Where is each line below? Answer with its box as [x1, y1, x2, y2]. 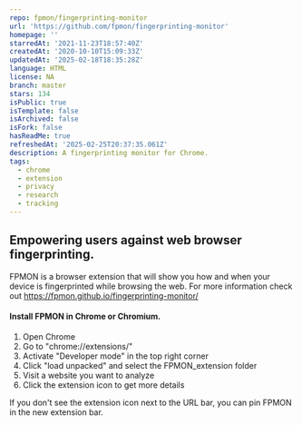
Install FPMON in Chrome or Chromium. [9, 311, 161, 322]
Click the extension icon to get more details [22, 379, 185, 390]
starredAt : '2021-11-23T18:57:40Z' [9, 38, 144, 48]
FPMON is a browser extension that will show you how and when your [9, 271, 270, 282]
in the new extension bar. [9, 406, 104, 418]
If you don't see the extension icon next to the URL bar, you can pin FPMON [9, 397, 292, 408]
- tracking [17, 199, 59, 209]
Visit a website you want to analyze [22, 370, 155, 381]
